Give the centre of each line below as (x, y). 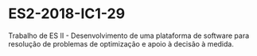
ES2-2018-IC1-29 (67, 14)
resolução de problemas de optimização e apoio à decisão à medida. (121, 43)
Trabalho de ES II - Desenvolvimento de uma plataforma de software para (129, 35)
